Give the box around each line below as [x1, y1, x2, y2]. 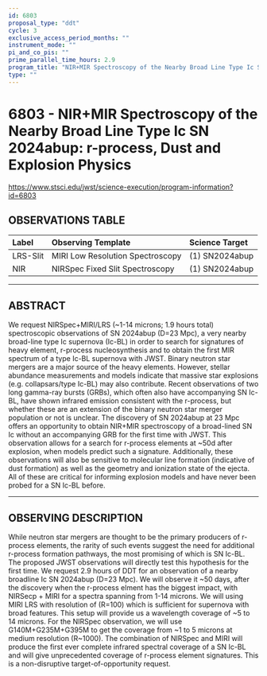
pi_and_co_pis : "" [8, 49, 69, 56]
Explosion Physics [8, 156, 132, 173]
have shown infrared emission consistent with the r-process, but [21, 396, 232, 406]
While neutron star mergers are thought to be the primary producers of [8, 532, 241, 542]
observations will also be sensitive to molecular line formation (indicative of [8, 455, 255, 465]
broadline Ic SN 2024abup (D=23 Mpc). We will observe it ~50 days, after [8, 574, 250, 584]
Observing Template [51, 237, 131, 248]
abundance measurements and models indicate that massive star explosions [8, 371, 259, 380]
